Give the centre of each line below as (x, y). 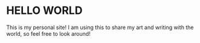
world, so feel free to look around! (48, 33)
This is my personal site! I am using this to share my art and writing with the (100, 27)
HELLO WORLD (44, 11)
